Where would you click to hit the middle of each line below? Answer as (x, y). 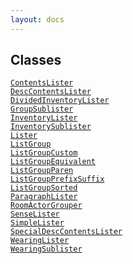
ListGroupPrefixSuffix (57, 179)
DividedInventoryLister (60, 101)
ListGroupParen (42, 171)
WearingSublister (46, 249)
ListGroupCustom (44, 153)
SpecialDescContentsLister (66, 232)
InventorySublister (51, 127)
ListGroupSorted (44, 188)
